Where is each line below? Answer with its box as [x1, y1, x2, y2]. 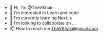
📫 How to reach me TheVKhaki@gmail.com [9, 26, 99, 31]
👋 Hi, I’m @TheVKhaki [9, 5, 54, 10]
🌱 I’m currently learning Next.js [9, 15, 72, 20]
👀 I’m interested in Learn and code [9, 10, 79, 16]
